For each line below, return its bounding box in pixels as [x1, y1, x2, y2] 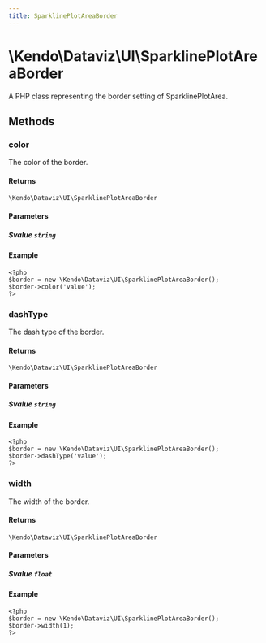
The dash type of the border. [8, 327, 105, 337]
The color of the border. [8, 158, 88, 167]
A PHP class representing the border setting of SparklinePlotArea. [8, 91, 229, 101]
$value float [8, 568, 53, 578]
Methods [8, 115, 55, 128]
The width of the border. [8, 497, 90, 506]
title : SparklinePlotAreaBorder [8, 11, 118, 20]
